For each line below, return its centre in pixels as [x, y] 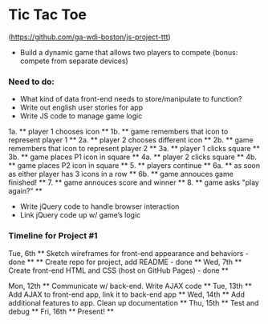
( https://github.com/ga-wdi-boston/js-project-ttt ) [89, 37]
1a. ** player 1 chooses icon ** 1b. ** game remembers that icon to [118, 132]
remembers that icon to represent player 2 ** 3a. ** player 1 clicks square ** [134, 149]
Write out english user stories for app [81, 108]
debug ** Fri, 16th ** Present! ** [61, 311]
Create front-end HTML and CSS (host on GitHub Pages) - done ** [118, 270]
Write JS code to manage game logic [81, 116]
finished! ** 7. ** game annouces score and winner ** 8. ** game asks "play [134, 182]
